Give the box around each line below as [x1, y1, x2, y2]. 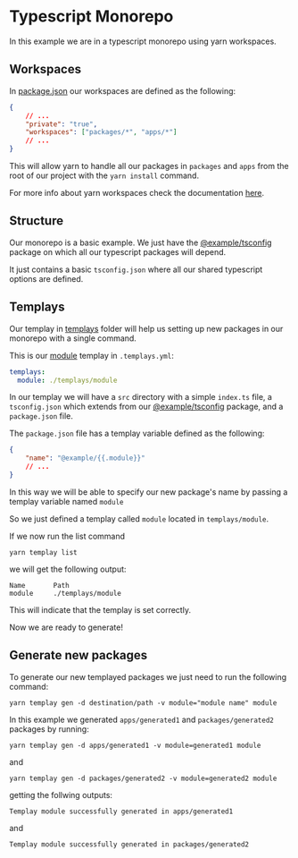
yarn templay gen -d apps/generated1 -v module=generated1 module [9, 741, 261, 750]
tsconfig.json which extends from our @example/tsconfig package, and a [9, 401, 284, 412]
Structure [9, 213, 64, 229]
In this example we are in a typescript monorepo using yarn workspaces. [9, 36, 277, 47]
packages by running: [9, 723, 89, 735]
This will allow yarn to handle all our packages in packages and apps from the [9, 161, 289, 171]
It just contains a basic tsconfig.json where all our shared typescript [9, 264, 263, 275]
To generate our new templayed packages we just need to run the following [9, 671, 287, 682]
